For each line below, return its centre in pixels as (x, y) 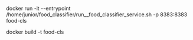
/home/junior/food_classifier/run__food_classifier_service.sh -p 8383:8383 (97, 14)
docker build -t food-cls (35, 32)
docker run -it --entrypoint (38, 8)
